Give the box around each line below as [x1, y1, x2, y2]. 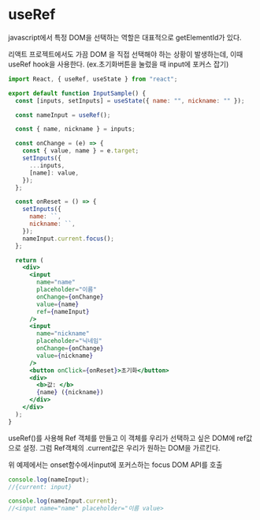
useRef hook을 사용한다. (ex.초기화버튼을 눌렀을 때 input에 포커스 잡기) [8, 59, 229, 69]
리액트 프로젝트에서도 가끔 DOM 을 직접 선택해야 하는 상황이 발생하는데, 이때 [8, 49, 243, 58]
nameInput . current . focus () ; [22, 235, 114, 243]
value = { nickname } [36, 352, 93, 360]
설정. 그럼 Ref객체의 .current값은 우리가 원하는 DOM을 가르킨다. [22, 443, 221, 452]
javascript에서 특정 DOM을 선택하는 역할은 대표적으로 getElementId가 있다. [8, 32, 242, 42]
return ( [15, 256, 44, 264]
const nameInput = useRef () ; [15, 111, 111, 119]
